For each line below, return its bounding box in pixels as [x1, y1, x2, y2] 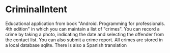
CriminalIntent [5, 4, 67, 15]
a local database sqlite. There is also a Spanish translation [5, 42, 127, 48]
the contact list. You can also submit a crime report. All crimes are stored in [5, 37, 163, 43]
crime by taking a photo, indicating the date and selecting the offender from [5, 31, 164, 37]
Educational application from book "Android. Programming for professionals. [5, 20, 165, 26]
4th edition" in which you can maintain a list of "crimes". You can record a [5, 25, 160, 32]
